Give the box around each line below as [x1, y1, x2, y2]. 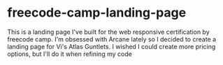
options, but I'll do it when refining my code [7, 50, 133, 58]
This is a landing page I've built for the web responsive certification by [7, 28, 210, 36]
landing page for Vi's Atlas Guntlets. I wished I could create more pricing [7, 42, 216, 50]
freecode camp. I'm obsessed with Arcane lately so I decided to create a [7, 35, 217, 43]
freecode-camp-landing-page [7, 5, 187, 21]
